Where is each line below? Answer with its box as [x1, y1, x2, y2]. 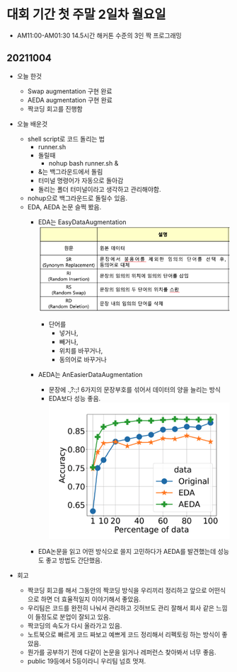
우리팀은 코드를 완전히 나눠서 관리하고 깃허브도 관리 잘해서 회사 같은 [27, 604, 215, 613]
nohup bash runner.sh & [48, 158, 119, 167]
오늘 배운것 [16, 120, 48, 128]
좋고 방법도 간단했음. [45, 556, 103, 564]
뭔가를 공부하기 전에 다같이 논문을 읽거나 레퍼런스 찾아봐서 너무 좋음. [27, 648, 216, 656]
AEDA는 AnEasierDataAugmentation [37, 370, 143, 378]
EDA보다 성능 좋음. [48, 394, 101, 402]
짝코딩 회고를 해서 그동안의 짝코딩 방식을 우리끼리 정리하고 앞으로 [27, 586, 207, 595]
